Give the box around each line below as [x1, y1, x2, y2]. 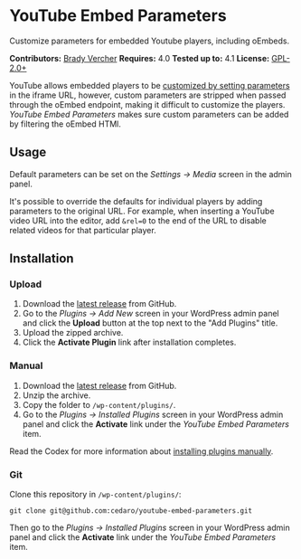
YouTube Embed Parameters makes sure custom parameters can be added [9, 109, 289, 119]
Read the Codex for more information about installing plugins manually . [9, 445, 274, 457]
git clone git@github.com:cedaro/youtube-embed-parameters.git [9, 507, 253, 516]
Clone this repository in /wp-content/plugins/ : [9, 489, 182, 500]
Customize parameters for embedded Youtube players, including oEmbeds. [9, 35, 290, 46]
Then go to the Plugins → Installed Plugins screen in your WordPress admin [9, 522, 291, 534]
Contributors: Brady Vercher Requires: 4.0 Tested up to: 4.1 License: [9, 52, 269, 63]
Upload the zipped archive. [22, 327, 124, 338]
